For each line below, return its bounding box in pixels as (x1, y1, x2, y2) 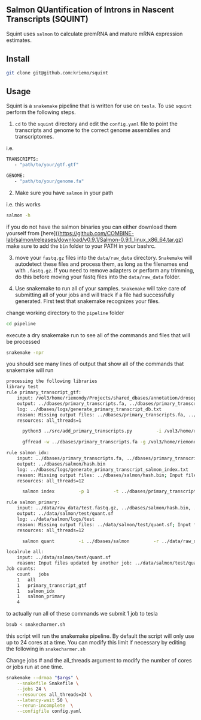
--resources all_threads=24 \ (17, 691, 93, 698)
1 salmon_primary (17, 593, 66, 599)
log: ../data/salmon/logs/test (17, 516, 95, 522)
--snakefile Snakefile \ (17, 680, 79, 686)
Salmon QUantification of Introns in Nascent (6, 5, 175, 15)
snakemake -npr (6, 349, 44, 356)
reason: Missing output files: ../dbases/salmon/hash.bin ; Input (17, 472, 184, 478)
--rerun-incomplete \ (17, 703, 74, 709)
